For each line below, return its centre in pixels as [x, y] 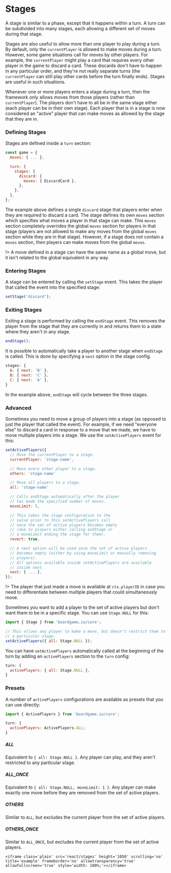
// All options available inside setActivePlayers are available [81, 563]
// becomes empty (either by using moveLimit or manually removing [83, 553]
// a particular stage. [31, 636]
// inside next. [27, 567]
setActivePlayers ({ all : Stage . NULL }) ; [49, 641]
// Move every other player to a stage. [53, 469]
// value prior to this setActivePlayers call [60, 520]
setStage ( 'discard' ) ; [28, 297]
